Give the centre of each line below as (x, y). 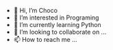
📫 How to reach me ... (45, 40)
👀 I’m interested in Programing (56, 18)
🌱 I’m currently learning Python (57, 25)
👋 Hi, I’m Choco (36, 10)
